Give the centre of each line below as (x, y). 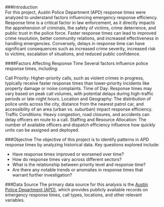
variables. (15, 200)
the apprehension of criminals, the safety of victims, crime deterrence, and (81, 28)
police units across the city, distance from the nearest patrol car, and (74, 104)
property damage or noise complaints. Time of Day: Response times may (79, 88)
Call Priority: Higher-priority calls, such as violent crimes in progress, (75, 78)
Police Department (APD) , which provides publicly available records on (77, 190)
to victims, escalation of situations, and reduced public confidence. (73, 54)
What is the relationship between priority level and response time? (79, 164)
